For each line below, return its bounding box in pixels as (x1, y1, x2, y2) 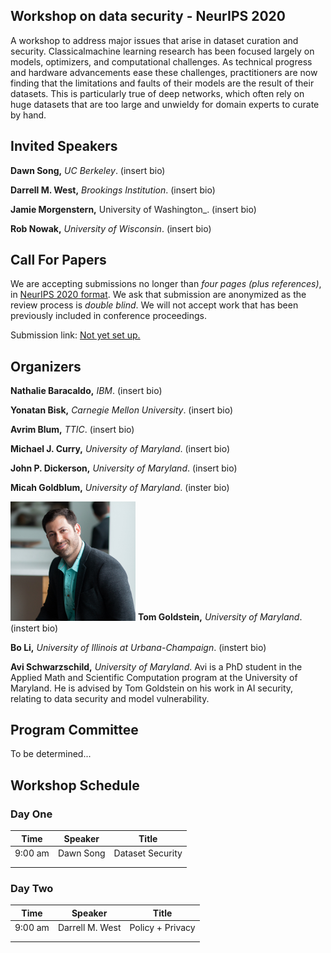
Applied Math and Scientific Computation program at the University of (10, 671, 298, 683)
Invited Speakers (10, 138, 118, 155)
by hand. (10, 109, 47, 121)
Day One (10, 807, 53, 821)
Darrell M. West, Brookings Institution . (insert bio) (10, 184, 216, 196)
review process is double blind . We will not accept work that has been (10, 299, 299, 311)
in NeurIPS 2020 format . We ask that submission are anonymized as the (10, 289, 307, 301)
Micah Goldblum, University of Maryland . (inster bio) (10, 482, 230, 494)
